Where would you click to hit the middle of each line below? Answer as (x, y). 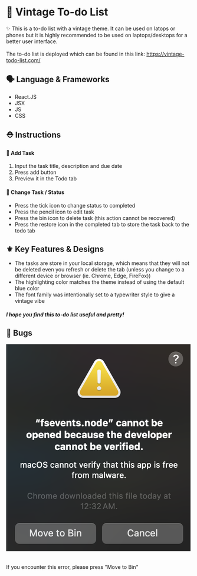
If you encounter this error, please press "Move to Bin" (72, 567)
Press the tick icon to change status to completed (75, 205)
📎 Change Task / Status (35, 192)
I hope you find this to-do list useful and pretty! (65, 314)
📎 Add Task (20, 153)
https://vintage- (165, 54)
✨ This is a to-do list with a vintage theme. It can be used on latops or (91, 28)
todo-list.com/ (23, 60)
